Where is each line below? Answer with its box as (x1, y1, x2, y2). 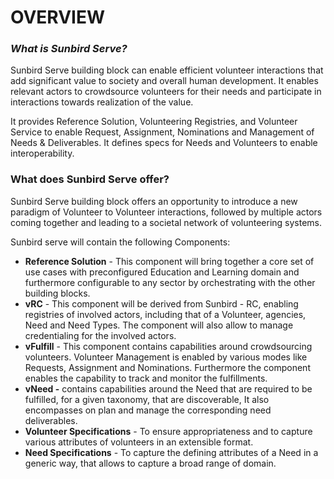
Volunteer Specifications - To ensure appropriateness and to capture (24, 425, 313, 437)
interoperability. (10, 147, 75, 160)
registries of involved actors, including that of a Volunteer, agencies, (24, 308, 307, 320)
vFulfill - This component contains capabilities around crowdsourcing (24, 340, 313, 352)
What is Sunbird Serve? (10, 42, 128, 56)
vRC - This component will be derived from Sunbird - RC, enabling (24, 297, 299, 310)
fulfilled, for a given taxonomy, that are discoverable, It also (24, 393, 270, 405)
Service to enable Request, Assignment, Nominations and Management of (10, 126, 315, 138)
